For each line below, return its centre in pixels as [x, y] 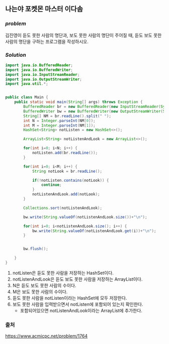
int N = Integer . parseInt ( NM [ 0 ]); [59, 121]
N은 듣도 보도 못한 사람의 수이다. [44, 285]
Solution [16, 55]
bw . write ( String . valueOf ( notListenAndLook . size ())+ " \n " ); [85, 217]
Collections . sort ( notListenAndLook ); [63, 208]
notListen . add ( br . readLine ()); [65, 153]
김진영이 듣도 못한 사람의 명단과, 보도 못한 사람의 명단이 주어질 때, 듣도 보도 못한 [83, 35]
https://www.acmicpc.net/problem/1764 [47, 336]
